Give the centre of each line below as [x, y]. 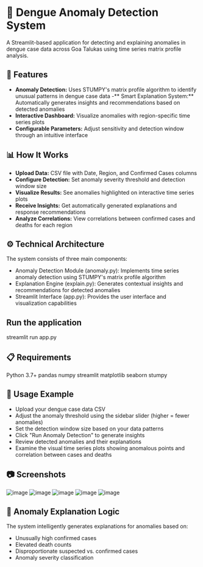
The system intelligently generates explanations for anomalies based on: [97, 527]
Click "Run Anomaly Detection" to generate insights [80, 435]
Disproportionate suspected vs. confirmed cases [77, 551]
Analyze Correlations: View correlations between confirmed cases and [105, 218]
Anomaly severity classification [54, 558]
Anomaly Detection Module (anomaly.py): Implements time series [97, 271]
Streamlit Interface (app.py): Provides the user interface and [91, 297]
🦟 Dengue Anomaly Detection [82, 13]
